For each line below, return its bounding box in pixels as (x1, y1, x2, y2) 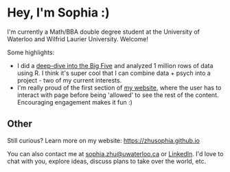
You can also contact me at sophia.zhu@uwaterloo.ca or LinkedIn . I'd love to (7, 149, 224, 158)
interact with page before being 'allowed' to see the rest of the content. (16, 91, 219, 99)
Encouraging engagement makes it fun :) (16, 98, 133, 106)
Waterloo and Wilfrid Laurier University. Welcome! (7, 34, 149, 43)
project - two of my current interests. (16, 76, 122, 84)
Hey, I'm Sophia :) (7, 5, 110, 21)
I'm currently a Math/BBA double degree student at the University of (7, 28, 200, 36)
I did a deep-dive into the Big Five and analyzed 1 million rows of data (16, 61, 214, 69)
